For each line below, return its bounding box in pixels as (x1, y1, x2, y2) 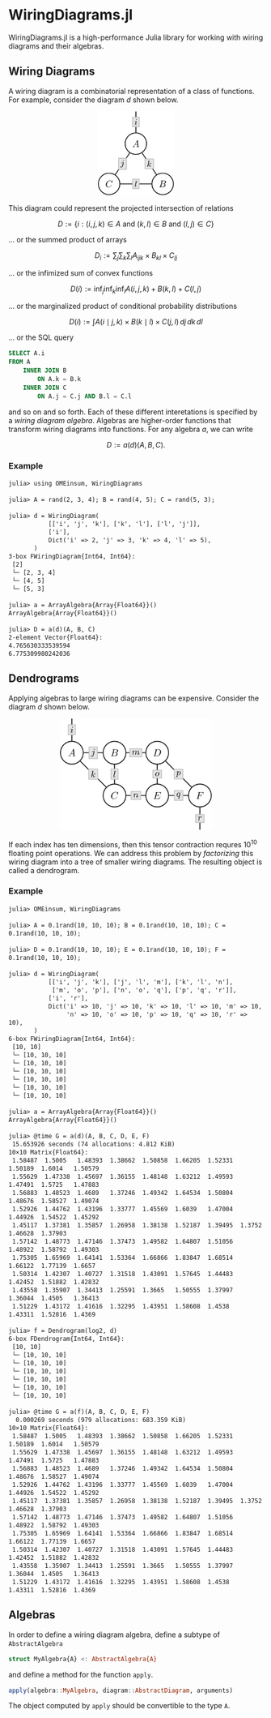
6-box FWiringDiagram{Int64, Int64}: (8, 1035, 136, 1043)
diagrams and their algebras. (8, 41, 104, 50)
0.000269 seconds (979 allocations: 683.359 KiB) (15, 1416, 186, 1424)
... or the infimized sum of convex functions (8, 268, 154, 277)
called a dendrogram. (8, 865, 80, 875)
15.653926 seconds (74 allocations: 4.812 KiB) (11, 1140, 176, 1148)
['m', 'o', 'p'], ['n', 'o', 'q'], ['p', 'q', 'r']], (51, 986, 237, 994)
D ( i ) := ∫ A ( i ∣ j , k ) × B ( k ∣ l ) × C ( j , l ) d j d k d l (68, 317, 204, 327)
